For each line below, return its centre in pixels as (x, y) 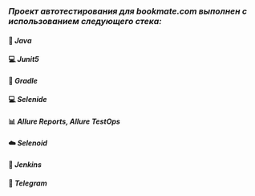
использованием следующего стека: (85, 21)
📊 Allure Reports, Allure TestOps (64, 121)
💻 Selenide (28, 100)
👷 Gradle (23, 80)
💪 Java (20, 40)
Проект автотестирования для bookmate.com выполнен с (127, 11)
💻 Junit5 (24, 59)
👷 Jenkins (25, 165)
